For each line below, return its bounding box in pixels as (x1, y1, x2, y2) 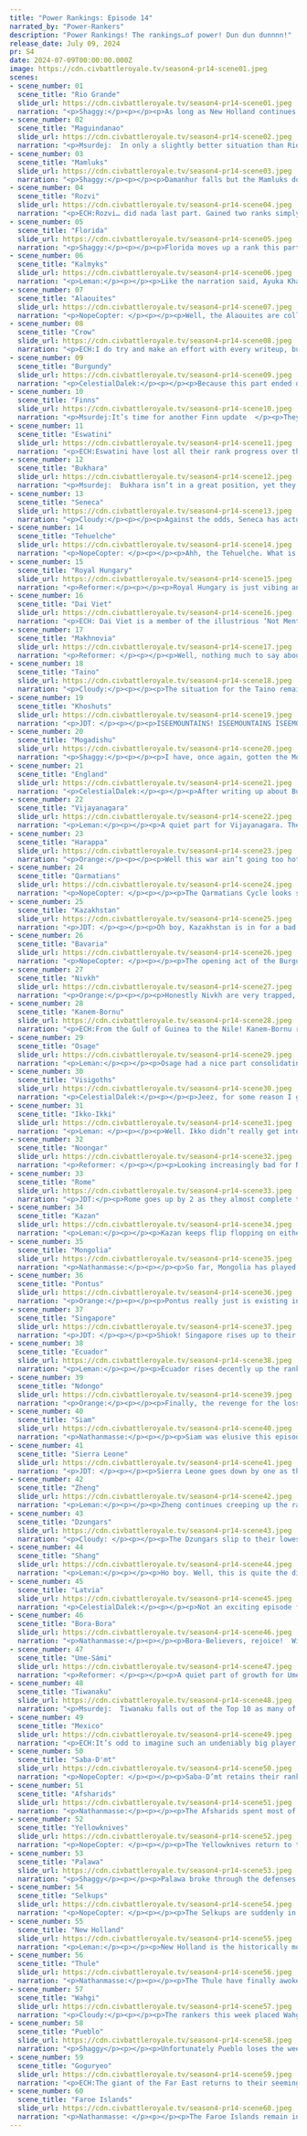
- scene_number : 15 (9, 557, 84, 567)
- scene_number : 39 (9, 1373, 84, 1382)
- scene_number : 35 (9, 1237, 84, 1246)
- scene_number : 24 (9, 863, 84, 873)
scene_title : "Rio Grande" (17, 90, 121, 99)
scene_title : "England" (17, 770, 108, 779)
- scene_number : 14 (9, 523, 84, 533)
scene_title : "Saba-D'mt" (17, 1756, 117, 1765)
